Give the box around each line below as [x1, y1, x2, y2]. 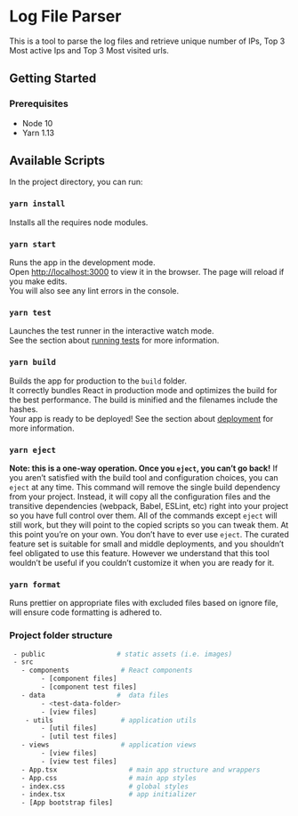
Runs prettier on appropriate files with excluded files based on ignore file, [9, 598, 278, 609]
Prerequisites [9, 98, 68, 110]
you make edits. [9, 276, 68, 287]
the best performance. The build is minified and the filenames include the [9, 394, 278, 405]
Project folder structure [9, 629, 113, 642]
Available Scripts [9, 153, 105, 168]
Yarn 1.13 [21, 127, 55, 138]
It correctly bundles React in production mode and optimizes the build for [9, 384, 278, 395]
